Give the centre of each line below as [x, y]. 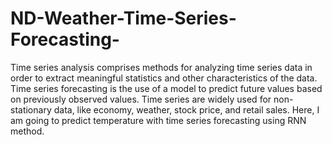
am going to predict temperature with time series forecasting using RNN [158, 120]
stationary [31, 109]
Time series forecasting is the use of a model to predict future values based [166, 88]
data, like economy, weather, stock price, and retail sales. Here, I [186, 109]
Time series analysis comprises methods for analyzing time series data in [161, 67]
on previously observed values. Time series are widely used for [141, 99]
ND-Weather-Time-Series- [123, 18]
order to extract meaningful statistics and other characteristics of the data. [164, 78]
